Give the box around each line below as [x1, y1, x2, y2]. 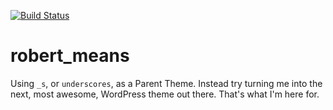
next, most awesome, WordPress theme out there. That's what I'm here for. [10, 88, 320, 100]
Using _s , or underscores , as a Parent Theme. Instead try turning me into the [10, 77, 323, 89]
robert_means [10, 45, 130, 67]
